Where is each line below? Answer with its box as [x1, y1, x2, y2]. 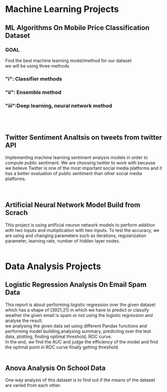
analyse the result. [5, 317, 43, 323]
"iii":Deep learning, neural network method [5, 102, 112, 109]
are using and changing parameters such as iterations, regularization [5, 232, 147, 238]
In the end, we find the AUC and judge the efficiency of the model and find [5, 338, 158, 344]
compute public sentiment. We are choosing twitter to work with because [5, 159, 156, 165]
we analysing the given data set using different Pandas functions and [5, 322, 147, 328]
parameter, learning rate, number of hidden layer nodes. [5, 237, 121, 243]
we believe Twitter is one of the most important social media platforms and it [5, 165, 163, 171]
